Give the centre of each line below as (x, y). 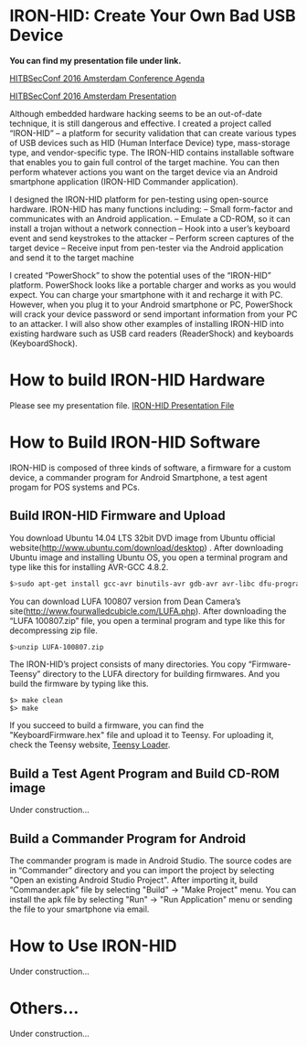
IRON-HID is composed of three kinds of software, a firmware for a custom (150, 468)
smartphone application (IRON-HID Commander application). (124, 181)
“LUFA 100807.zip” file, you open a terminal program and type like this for (148, 620)
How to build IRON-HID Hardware (138, 380)
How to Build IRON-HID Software (135, 443)
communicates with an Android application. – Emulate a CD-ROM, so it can (150, 218)
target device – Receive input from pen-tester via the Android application (147, 248)
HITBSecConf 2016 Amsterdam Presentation (93, 96)
